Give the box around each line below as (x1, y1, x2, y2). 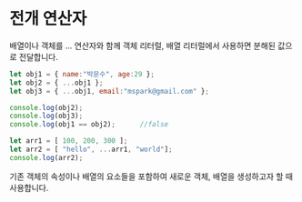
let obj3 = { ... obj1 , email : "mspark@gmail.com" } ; (9, 86, 209, 96)
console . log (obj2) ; (9, 103, 84, 112)
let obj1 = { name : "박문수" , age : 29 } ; (9, 69, 155, 78)
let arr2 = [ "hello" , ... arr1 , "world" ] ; (9, 145, 173, 155)
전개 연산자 (9, 8, 87, 29)
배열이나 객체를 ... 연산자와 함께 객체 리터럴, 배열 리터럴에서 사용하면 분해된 (9, 40, 276, 51)
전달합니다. (18, 51, 59, 62)
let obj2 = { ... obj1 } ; (9, 78, 104, 87)
